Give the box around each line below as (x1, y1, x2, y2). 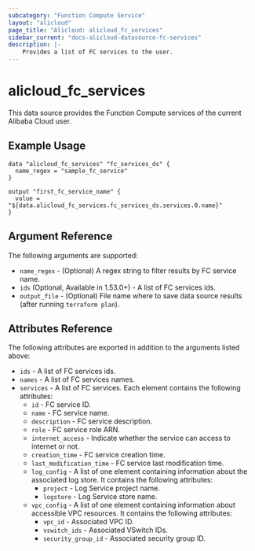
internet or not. (31, 442, 80, 451)
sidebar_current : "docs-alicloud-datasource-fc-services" (8, 33, 202, 42)
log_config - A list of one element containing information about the (31, 467, 248, 476)
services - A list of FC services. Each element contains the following (19, 383, 241, 393)
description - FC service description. (31, 416, 153, 426)
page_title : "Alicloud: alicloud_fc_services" (8, 26, 163, 34)
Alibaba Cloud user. (8, 116, 72, 126)
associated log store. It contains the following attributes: (31, 475, 213, 485)
